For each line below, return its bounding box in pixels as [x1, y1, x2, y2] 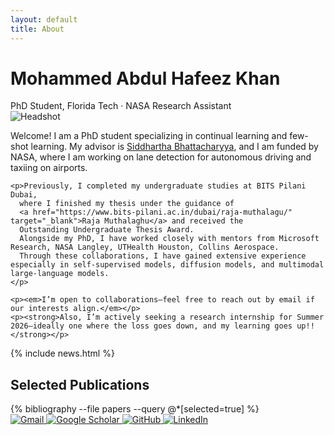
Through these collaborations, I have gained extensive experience [19, 251, 307, 261]
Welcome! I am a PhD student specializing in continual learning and [10, 130, 288, 142]
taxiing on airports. [10, 162, 88, 174]
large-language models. [10, 269, 110, 279]
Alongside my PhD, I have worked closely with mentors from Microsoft [19, 234, 320, 244]
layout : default [10, 14, 78, 25]
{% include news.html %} [10, 347, 115, 360]
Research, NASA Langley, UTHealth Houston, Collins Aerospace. [10, 242, 280, 253]
